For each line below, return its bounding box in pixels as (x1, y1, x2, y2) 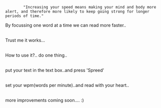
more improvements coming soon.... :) (5, 97, 84, 103)
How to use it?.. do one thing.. (5, 52, 67, 58)
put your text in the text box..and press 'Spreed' (5, 67, 105, 73)
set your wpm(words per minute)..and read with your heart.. (5, 82, 129, 88)
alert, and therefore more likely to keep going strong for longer (5, 9, 150, 14)
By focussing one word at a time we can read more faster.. (5, 22, 127, 28)
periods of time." (5, 13, 44, 18)
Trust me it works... (5, 37, 45, 43)
